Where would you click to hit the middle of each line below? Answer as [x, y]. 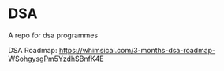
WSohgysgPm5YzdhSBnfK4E [56, 59]
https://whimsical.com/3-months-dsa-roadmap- [137, 50]
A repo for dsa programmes [53, 35]
